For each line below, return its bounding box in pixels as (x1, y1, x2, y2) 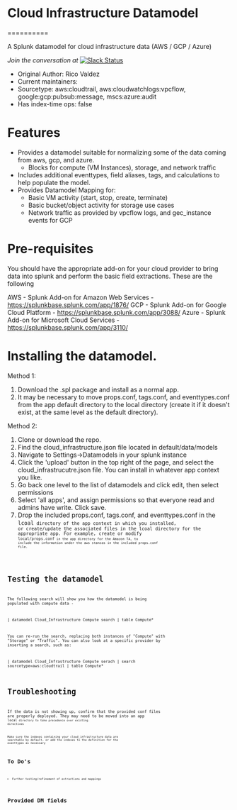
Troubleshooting (7, 687, 76, 697)
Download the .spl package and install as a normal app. (17, 385, 179, 394)
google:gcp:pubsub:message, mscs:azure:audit (17, 92, 157, 101)
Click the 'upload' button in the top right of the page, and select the (17, 457, 214, 466)
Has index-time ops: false (17, 99, 93, 108)
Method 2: (7, 421, 37, 430)
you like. (17, 473, 42, 482)
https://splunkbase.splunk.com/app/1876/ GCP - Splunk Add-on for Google (7, 300, 226, 309)
